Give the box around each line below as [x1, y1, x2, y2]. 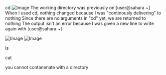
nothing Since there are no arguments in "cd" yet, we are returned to [5, 15, 146, 21]
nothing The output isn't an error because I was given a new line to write [5, 20, 154, 26]
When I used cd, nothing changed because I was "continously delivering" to [5, 10, 162, 16]
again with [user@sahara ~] [5, 26, 62, 32]
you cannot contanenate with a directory [5, 65, 89, 70]
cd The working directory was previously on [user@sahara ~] [5, 5, 151, 10]
